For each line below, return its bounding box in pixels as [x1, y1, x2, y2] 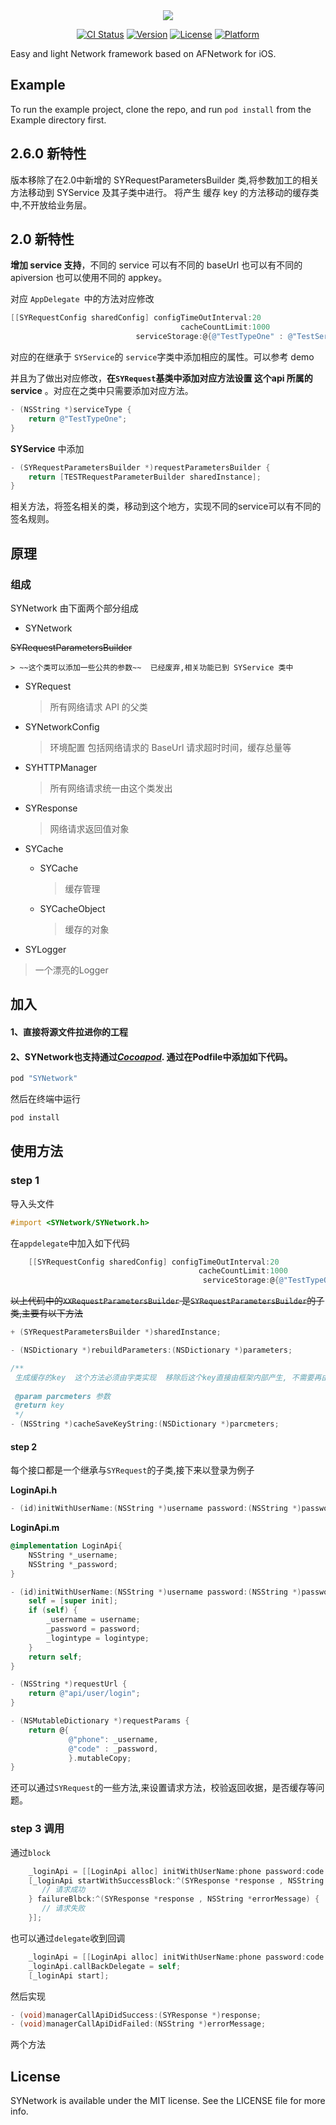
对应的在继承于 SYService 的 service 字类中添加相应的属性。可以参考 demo [10, 351, 315, 363]
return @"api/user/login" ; [28, 1689, 141, 1699]
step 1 [10, 1174, 40, 1188]
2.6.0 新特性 [10, 145, 87, 163]
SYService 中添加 [10, 442, 85, 454]
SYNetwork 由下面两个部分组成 [10, 602, 139, 614]
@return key [14, 1400, 65, 1411]
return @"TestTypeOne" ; [28, 414, 128, 424]
